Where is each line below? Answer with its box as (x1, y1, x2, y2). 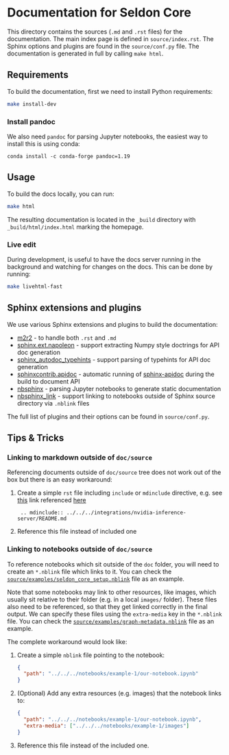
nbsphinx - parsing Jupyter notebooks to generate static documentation (16, 384, 221, 393)
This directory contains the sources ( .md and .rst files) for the (7, 27, 183, 36)
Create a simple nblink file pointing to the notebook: (16, 651, 165, 659)
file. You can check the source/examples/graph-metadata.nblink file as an (7, 617, 215, 625)
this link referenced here (16, 496, 86, 504)
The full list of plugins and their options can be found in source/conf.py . (7, 412, 210, 421)
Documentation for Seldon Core (7, 5, 192, 21)
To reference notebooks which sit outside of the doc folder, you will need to (7, 560, 219, 568)
